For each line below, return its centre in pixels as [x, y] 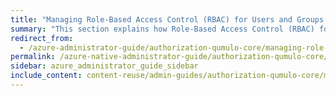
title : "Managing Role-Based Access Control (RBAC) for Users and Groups [167, 19]
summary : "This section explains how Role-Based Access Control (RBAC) [162, 29]
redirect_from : [42, 38]
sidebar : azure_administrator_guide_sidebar [104, 66]
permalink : [33, 57]
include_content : [46, 76]
